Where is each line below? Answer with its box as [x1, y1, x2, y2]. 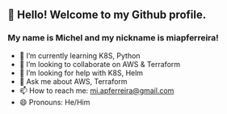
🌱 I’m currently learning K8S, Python [19, 50, 141, 61]
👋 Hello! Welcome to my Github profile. [7, 8, 207, 22]
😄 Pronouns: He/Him [19, 97, 90, 107]
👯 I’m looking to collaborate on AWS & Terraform [19, 59, 181, 69]
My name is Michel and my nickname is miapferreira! [7, 32, 219, 44]
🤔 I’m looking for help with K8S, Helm [19, 68, 143, 78]
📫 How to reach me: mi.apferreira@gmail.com [19, 86, 174, 95]
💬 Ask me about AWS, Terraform [19, 76, 128, 86]
